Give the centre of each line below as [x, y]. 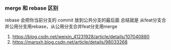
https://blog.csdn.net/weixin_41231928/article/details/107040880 [81, 37]
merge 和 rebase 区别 [31, 8]
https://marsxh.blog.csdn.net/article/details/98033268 [70, 42]
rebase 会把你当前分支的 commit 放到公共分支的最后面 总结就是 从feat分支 [83, 20]
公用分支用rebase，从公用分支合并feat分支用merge [63, 27]
